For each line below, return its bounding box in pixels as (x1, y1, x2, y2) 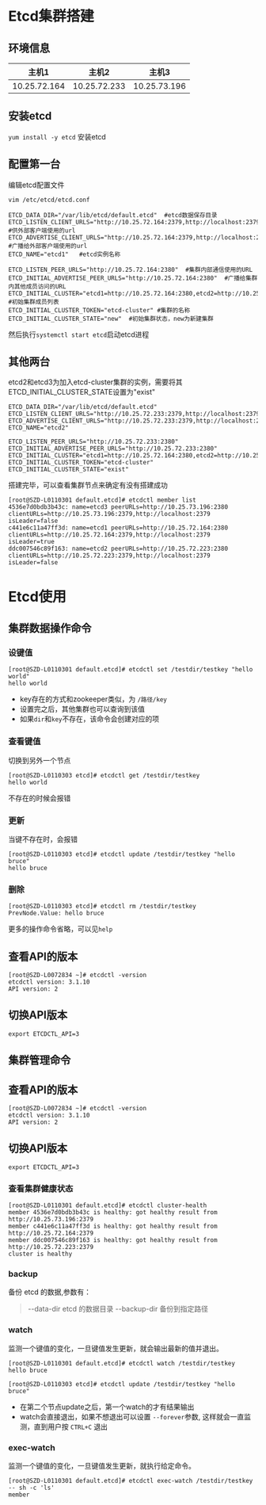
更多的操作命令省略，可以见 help (8, 924, 113, 934)
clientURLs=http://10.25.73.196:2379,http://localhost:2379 (8, 510, 211, 518)
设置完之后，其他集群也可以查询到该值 (19, 705, 145, 714)
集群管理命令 (8, 1053, 71, 1067)
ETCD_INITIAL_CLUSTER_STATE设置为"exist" (8, 388, 156, 397)
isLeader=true (8, 538, 55, 546)
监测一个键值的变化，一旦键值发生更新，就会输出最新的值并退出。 (8, 1343, 223, 1353)
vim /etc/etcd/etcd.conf (8, 196, 90, 204)
